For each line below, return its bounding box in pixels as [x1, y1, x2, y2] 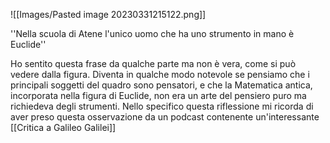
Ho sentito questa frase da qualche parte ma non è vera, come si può [10, 58, 297, 69]
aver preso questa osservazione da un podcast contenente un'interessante [10, 111, 320, 123]
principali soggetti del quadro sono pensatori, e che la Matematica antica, [10, 79, 313, 91]
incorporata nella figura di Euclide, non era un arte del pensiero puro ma [10, 90, 307, 101]
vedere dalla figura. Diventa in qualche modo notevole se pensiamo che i [10, 69, 310, 80]
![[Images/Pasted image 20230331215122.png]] [10, 9, 207, 20]
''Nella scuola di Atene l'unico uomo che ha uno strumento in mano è [10, 28, 295, 39]
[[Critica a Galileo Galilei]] [10, 122, 117, 133]
